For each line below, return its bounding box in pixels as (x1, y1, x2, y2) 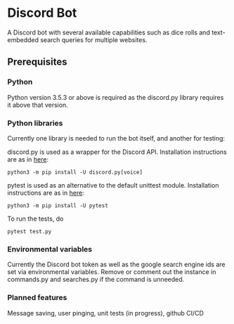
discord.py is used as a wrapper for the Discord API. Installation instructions (7, 148, 227, 156)
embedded (7, 35, 39, 44)
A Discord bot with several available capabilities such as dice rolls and (7, 28, 211, 37)
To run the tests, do (7, 214, 64, 223)
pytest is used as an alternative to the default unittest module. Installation (7, 181, 219, 189)
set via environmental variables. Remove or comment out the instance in (7, 268, 216, 276)
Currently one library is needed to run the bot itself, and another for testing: (7, 134, 226, 142)
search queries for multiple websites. (39, 35, 148, 44)
